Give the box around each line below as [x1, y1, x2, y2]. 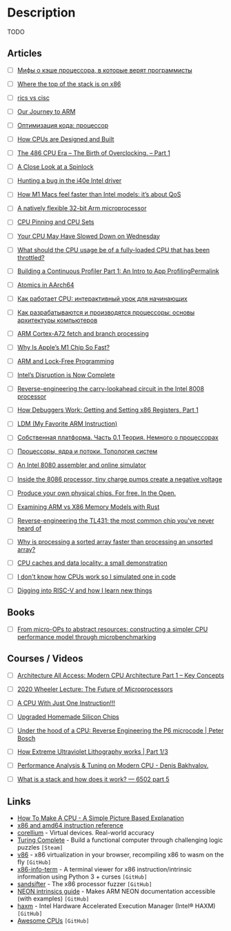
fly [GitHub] [17, 858, 52, 866]
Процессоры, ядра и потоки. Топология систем [17, 447, 158, 456]
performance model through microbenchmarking [17, 632, 157, 641]
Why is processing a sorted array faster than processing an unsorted [17, 537, 213, 545]
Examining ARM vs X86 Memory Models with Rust [17, 502, 160, 511]
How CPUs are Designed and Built [17, 135, 114, 143]
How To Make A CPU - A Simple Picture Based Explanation [17, 814, 184, 822]
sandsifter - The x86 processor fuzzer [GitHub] [17, 880, 152, 888]
